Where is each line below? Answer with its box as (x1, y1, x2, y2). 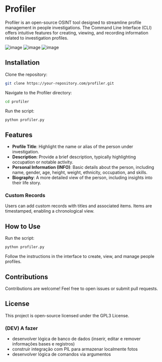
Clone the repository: (5, 72, 48, 77)
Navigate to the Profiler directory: (5, 90, 72, 95)
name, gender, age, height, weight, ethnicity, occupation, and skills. (12, 169, 147, 176)
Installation (5, 58, 40, 67)
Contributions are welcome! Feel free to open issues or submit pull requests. (5, 286, 158, 291)
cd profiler (5, 99, 29, 104)
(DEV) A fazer (5, 325, 38, 331)
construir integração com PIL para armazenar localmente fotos (12, 346, 138, 352)
